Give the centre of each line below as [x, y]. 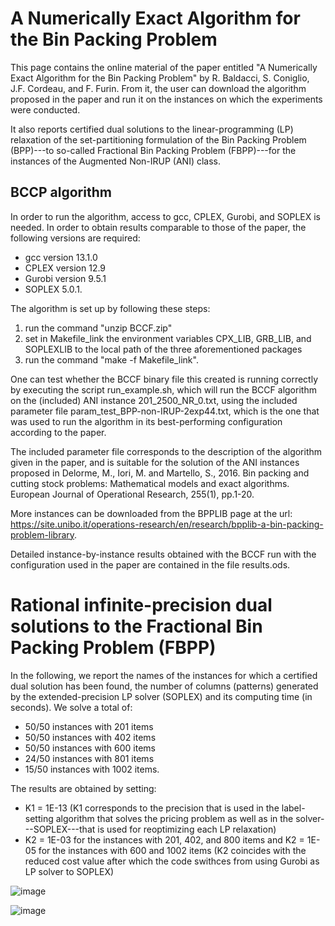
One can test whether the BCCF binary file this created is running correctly [164, 379]
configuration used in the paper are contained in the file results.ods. [150, 564]
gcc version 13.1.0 [61, 257]
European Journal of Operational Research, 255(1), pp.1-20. [132, 494]
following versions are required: [75, 238]
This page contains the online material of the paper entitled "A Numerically [164, 67]
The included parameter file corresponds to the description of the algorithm [166, 451]
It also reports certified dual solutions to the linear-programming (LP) [152, 129]
